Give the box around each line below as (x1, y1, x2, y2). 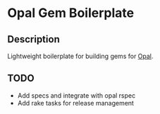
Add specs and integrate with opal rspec (17, 91, 136, 100)
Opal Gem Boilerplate (7, 5, 135, 21)
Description (7, 33, 60, 45)
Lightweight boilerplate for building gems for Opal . (7, 52, 154, 60)
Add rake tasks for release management (17, 98, 134, 107)
